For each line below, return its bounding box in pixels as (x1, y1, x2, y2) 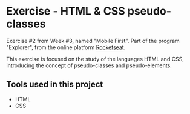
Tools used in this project (6, 79, 103, 90)
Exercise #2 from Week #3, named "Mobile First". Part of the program (6, 37, 180, 44)
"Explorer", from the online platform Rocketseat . (6, 44, 126, 51)
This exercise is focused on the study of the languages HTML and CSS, (6, 55, 185, 62)
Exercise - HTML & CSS (6, 4, 125, 18)
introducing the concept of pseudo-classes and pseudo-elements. (6, 62, 172, 69)
